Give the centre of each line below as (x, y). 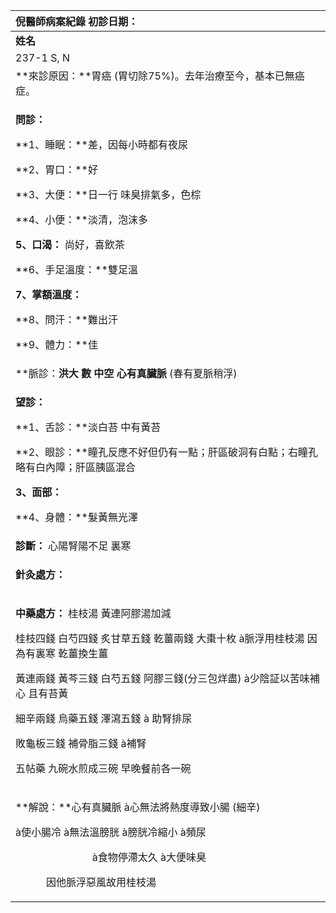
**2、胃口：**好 (56, 169)
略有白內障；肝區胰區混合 (76, 467)
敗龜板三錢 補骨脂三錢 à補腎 (81, 743)
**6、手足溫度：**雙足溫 (76, 269)
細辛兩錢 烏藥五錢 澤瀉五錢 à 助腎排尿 (104, 718)
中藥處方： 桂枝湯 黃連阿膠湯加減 (93, 613)
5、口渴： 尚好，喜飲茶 (70, 244)
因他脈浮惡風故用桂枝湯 (101, 882)
